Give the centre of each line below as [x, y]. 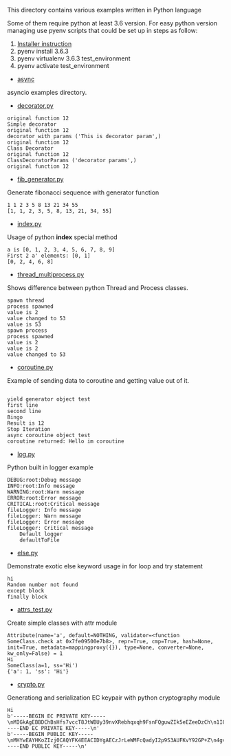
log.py [26, 454]
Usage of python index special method [63, 237]
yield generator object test [49, 399]
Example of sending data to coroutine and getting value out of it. [98, 380]
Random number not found [43, 585]
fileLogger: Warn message [44, 516]
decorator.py [35, 105]
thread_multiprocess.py [51, 275]
